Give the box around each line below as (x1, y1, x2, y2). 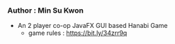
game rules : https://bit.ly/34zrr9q (28, 29, 128, 37)
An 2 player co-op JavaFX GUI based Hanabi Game (17, 22, 168, 30)
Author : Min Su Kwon (7, 6, 84, 15)
